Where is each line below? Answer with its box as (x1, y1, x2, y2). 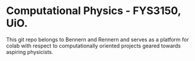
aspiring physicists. (6, 48, 53, 55)
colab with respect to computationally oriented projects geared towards (6, 42, 181, 49)
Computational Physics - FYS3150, (6, 4, 181, 18)
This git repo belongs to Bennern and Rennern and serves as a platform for (6, 36, 189, 43)
